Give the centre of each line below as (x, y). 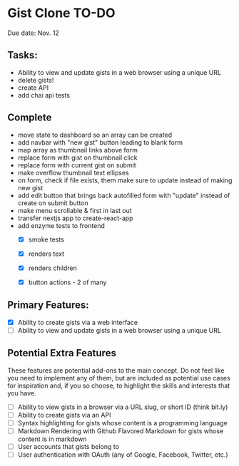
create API (33, 88)
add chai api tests (44, 95)
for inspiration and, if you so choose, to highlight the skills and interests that (119, 385)
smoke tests (46, 239)
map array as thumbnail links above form (77, 150)
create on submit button (53, 203)
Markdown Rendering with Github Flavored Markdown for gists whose (121, 431)
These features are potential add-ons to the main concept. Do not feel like (116, 370)
